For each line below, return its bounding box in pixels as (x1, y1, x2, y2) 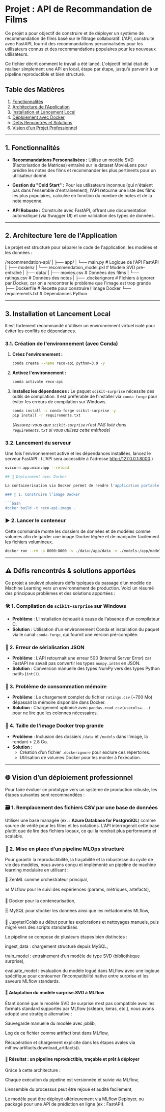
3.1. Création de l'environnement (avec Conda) (5, 340, 118, 347)
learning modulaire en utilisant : (5, 867, 69, 873)
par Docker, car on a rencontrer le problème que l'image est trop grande (5, 280, 151, 286)
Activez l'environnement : (12, 370, 66, 376)
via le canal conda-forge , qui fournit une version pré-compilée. (12, 631, 138, 637)
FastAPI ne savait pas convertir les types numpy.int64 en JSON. (12, 660, 141, 666)
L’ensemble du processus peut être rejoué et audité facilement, (5, 1086, 133, 1092)
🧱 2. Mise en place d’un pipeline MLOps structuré (5, 845, 124, 852)
